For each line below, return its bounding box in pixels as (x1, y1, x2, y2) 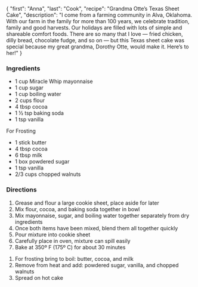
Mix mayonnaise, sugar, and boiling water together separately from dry (14, 212, 190, 219)
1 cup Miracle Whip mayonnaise (14, 78, 94, 85)
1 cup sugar (14, 84, 44, 91)
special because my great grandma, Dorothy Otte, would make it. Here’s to (6, 43, 189, 50)
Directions (6, 186, 37, 194)
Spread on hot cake (14, 274, 64, 281)
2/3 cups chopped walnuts (14, 171, 81, 178)
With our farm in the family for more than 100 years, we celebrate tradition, (6, 18, 190, 24)
